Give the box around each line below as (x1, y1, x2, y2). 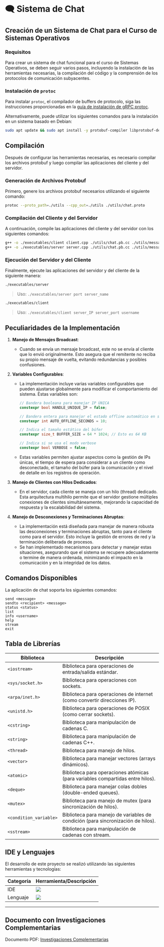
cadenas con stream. (62, 831, 111, 838)
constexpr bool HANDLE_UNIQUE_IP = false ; (19, 405, 107, 410)
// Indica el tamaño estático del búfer (19, 427, 103, 432)
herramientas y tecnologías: (5, 866, 61, 872)
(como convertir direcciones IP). (62, 697, 137, 704)
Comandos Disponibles (5, 574, 78, 582)
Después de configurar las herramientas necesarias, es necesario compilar (5, 154, 156, 160)
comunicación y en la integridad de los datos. (19, 560, 111, 566)
